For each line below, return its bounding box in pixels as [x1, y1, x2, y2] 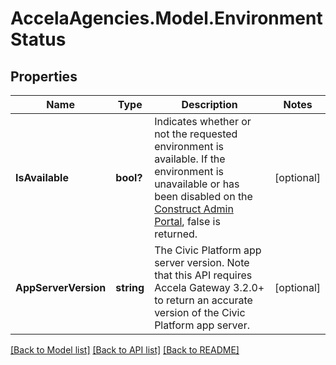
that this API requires [154, 268, 253, 282]
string [115, 281, 145, 294]
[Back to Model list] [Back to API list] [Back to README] [10, 344, 240, 356]
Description [181, 98, 238, 111]
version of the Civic [154, 306, 246, 319]
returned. [154, 227, 198, 241]
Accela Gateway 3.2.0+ [154, 281, 265, 294]
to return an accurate [154, 293, 253, 307]
